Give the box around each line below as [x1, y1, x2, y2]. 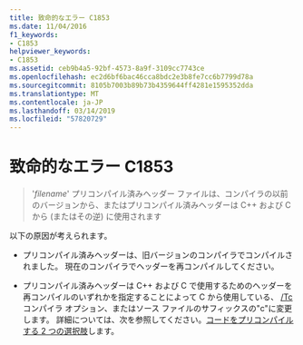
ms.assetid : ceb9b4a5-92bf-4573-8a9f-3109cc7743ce [9, 64, 205, 74]
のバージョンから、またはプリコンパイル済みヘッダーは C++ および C [31, 200, 292, 211]
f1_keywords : [9, 30, 59, 39]
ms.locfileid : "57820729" [9, 114, 107, 123]
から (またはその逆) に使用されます [31, 211, 161, 222]
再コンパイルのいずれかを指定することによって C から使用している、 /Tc [22, 291, 293, 302]
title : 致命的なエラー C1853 [9, 13, 111, 23]
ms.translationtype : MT [9, 89, 100, 98]
